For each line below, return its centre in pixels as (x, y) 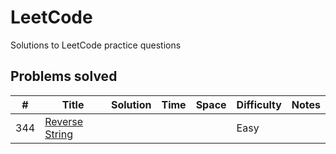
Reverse (64, 121)
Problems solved (64, 76)
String (58, 134)
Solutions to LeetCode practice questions (96, 45)
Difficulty (259, 104)
